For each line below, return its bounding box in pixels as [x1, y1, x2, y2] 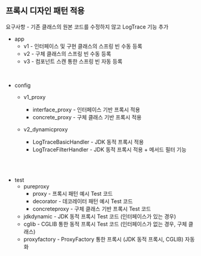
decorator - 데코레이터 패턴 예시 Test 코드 [32, 197, 133, 205]
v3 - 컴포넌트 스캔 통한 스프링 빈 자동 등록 [23, 57, 123, 65]
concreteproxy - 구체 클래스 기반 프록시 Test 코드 [32, 205, 151, 212]
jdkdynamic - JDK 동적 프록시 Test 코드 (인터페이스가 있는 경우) [23, 212, 176, 220]
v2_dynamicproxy [23, 125, 68, 133]
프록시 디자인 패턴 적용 [5, 5, 85, 16]
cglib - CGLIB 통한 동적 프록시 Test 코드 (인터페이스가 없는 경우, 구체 [23, 220, 187, 227]
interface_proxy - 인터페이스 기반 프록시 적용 [32, 106, 140, 113]
